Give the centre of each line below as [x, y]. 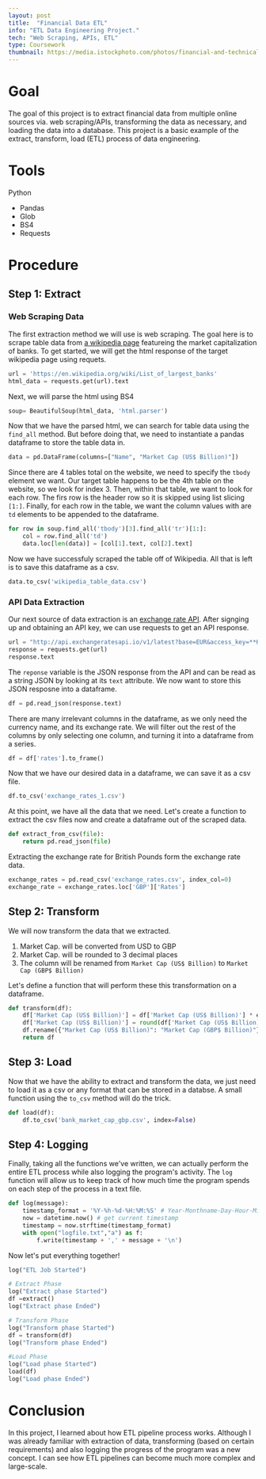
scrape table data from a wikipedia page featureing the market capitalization [133, 342]
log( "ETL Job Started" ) [47, 1270]
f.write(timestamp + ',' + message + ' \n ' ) [109, 1240]
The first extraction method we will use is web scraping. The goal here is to [131, 334]
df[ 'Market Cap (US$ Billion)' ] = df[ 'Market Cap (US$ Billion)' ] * [138, 1015]
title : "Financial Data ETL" [58, 23]
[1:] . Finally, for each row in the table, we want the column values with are [130, 506]
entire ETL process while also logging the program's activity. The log [120, 1172]
